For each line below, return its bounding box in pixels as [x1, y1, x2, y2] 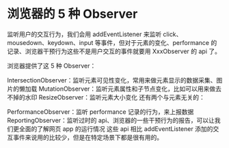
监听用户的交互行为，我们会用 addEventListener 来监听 [7, 30, 162, 38]
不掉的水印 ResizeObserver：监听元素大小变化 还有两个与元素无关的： [7, 93, 205, 101]
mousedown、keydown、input [7, 38, 94, 46]
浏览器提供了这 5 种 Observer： [7, 61, 96, 70]
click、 [163, 30, 183, 38]
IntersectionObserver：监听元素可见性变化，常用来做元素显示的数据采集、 [7, 76, 217, 84]
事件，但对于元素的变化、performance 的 [100, 38, 217, 46]
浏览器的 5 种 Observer [7, 6, 138, 22]
